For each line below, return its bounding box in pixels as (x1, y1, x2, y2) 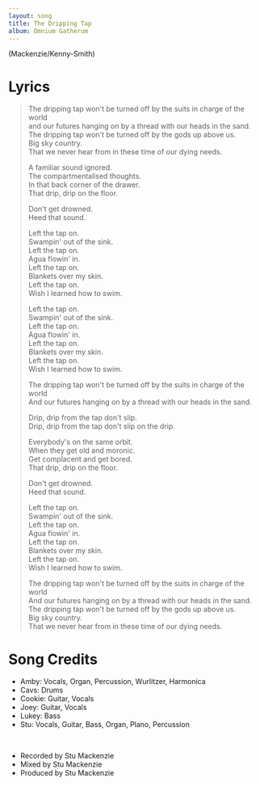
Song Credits (8, 650, 99, 668)
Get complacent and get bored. (27, 454, 133, 464)
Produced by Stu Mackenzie (19, 768, 115, 778)
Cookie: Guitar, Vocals (19, 694, 94, 704)
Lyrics (8, 78, 51, 95)
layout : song (8, 11, 52, 20)
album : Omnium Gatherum (8, 27, 89, 35)
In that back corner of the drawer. (27, 180, 140, 190)
